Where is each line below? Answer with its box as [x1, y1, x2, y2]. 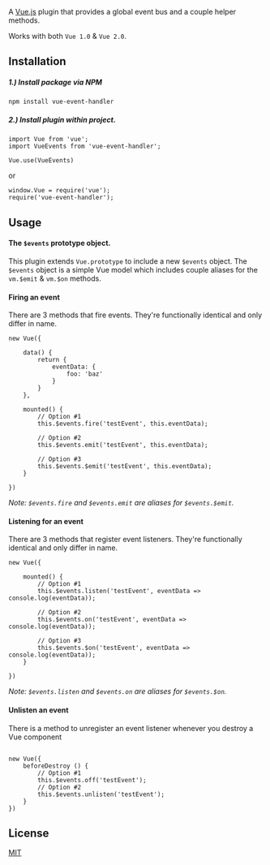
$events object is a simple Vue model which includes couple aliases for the [8, 265, 258, 274]
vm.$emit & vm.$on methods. [8, 273, 101, 283]
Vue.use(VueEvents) [8, 157, 75, 165]
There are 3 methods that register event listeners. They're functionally [8, 535, 243, 544]
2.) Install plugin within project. [8, 114, 116, 124]
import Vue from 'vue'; [8, 136, 89, 144]
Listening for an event [8, 516, 84, 526]
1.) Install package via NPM [8, 77, 103, 87]
